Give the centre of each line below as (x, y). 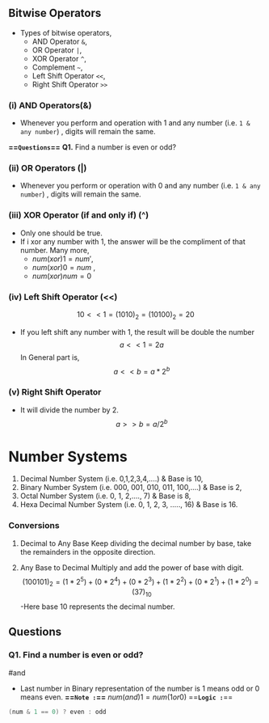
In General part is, (50, 357)
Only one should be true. (61, 233)
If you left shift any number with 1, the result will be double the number (137, 332)
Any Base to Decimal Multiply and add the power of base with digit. (132, 567)
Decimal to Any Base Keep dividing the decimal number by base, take (136, 543)
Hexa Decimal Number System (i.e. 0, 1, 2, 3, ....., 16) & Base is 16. (129, 505)
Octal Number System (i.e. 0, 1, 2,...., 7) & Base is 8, (105, 496)
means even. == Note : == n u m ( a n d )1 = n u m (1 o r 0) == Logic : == (126, 697)
